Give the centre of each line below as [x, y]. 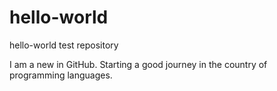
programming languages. [61, 75]
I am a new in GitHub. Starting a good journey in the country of [138, 64]
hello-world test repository [64, 45]
